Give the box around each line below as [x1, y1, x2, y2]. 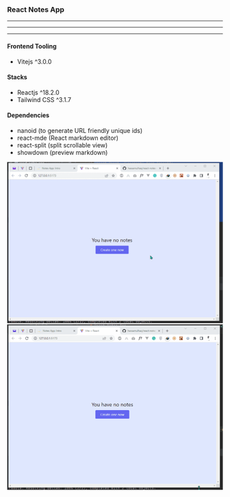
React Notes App [7, 5, 65, 14]
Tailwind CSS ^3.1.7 [16, 95, 72, 104]
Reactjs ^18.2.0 [16, 88, 60, 97]
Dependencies [7, 111, 50, 119]
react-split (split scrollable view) [16, 141, 108, 149]
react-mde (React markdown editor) [16, 134, 118, 142]
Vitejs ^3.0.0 [16, 57, 52, 66]
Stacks [7, 73, 27, 82]
